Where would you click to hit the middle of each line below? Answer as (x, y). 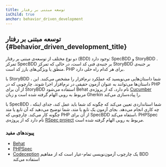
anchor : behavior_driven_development (44, 19)
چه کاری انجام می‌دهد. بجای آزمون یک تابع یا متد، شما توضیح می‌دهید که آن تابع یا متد (83, 110)
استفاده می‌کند (26, 160)
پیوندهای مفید (20, 133)
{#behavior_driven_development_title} (66, 47)
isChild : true (20, 14)
